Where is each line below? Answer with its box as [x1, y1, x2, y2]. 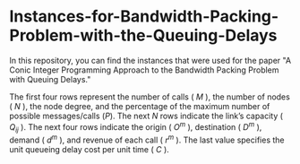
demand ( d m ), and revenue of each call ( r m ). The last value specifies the [9, 133, 285, 145]
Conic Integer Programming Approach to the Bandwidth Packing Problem [9, 65, 279, 75]
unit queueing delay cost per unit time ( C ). [9, 144, 170, 155]
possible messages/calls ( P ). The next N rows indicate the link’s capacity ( [9, 110, 284, 121]
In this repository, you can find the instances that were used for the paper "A [9, 55, 292, 65]
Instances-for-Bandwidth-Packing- [9, 6, 279, 27]
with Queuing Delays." [9, 73, 91, 84]
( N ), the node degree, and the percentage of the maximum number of [9, 100, 270, 111]
